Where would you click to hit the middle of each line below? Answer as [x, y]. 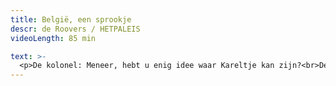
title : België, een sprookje [71, 19]
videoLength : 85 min [53, 38]
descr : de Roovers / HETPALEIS [75, 29]
